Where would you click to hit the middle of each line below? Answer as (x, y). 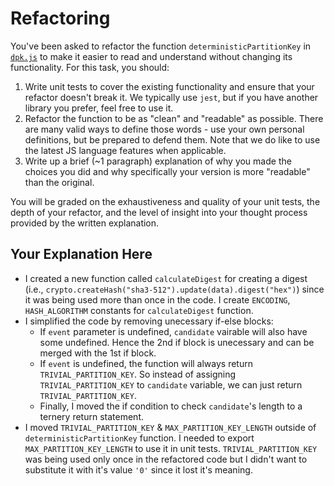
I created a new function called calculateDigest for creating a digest (166, 278)
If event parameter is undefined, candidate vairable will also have (173, 331)
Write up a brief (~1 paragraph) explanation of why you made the (158, 161)
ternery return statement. (91, 416)
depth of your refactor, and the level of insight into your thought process (159, 212)
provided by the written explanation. (85, 223)
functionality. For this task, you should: (90, 67)
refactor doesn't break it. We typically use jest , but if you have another (171, 97)
